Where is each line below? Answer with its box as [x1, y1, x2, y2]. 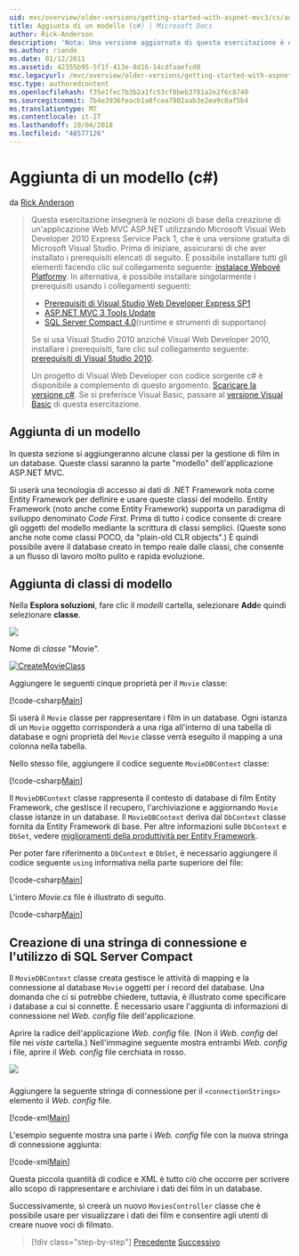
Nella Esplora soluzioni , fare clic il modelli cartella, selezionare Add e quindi [9, 600, 287, 611]
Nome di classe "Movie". [9, 644, 100, 654]
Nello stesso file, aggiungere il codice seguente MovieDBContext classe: [9, 759, 270, 769]
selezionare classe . [9, 610, 81, 620]
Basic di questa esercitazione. [30, 398, 141, 409]
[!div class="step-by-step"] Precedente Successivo [30, 1236, 221, 1248]
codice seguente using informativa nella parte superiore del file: [9, 858, 244, 868]
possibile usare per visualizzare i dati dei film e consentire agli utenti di [9, 1210, 269, 1221]
